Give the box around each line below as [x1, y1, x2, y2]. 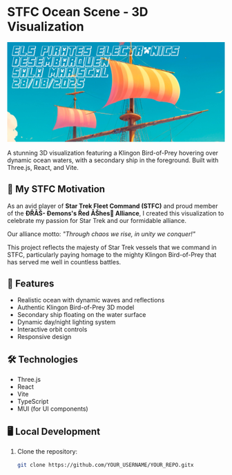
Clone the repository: [17, 447, 78, 456]
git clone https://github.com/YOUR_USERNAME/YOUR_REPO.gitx [17, 462, 194, 469]
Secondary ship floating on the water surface [17, 311, 146, 319]
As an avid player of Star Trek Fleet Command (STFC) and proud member [7, 202, 219, 210]
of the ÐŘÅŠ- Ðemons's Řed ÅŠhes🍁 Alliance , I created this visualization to [7, 209, 224, 217]
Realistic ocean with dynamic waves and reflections [17, 296, 165, 304]
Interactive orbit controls [17, 325, 88, 333]
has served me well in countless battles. [7, 258, 122, 266]
